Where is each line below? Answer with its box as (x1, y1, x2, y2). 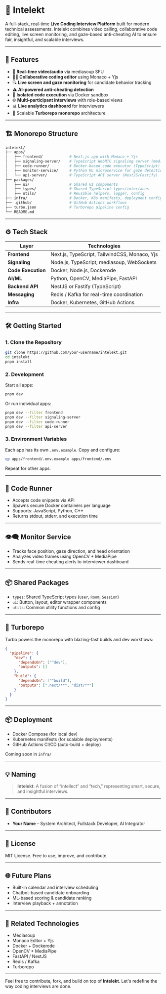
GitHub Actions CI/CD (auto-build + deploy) (12, 742, 101, 747)
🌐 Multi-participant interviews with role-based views (12, 97, 123, 103)
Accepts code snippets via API (12, 497, 75, 503)
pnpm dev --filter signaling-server (5, 414, 81, 419)
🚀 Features (5, 55, 39, 64)
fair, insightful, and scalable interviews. (5, 37, 85, 42)
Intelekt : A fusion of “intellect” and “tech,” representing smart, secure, (17, 783, 161, 789)
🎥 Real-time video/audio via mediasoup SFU (12, 69, 104, 75)
